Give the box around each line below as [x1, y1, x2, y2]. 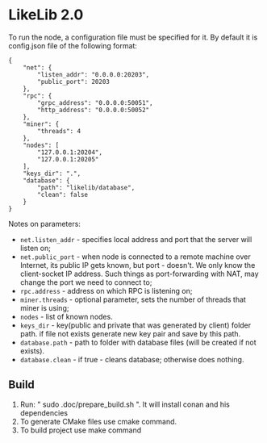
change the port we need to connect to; [19, 277, 152, 287]
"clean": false [37, 190, 89, 199]
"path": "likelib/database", [37, 183, 136, 191]
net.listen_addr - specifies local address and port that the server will [19, 234, 252, 244]
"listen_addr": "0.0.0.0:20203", [37, 70, 150, 78]
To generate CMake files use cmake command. [19, 416, 177, 426]
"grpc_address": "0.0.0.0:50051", [37, 98, 153, 107]
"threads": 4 [37, 127, 81, 135]
